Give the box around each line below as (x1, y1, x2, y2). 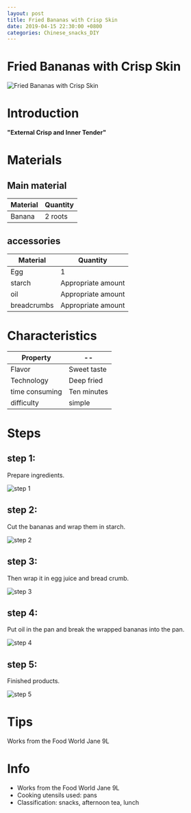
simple (68, 398, 90, 408)
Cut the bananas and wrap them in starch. (7, 522, 125, 531)
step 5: (7, 658, 38, 670)
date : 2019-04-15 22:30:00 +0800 (7, 23, 103, 30)
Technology (10, 375, 49, 385)
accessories (7, 235, 61, 247)
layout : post (7, 10, 44, 17)
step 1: (7, 453, 36, 465)
